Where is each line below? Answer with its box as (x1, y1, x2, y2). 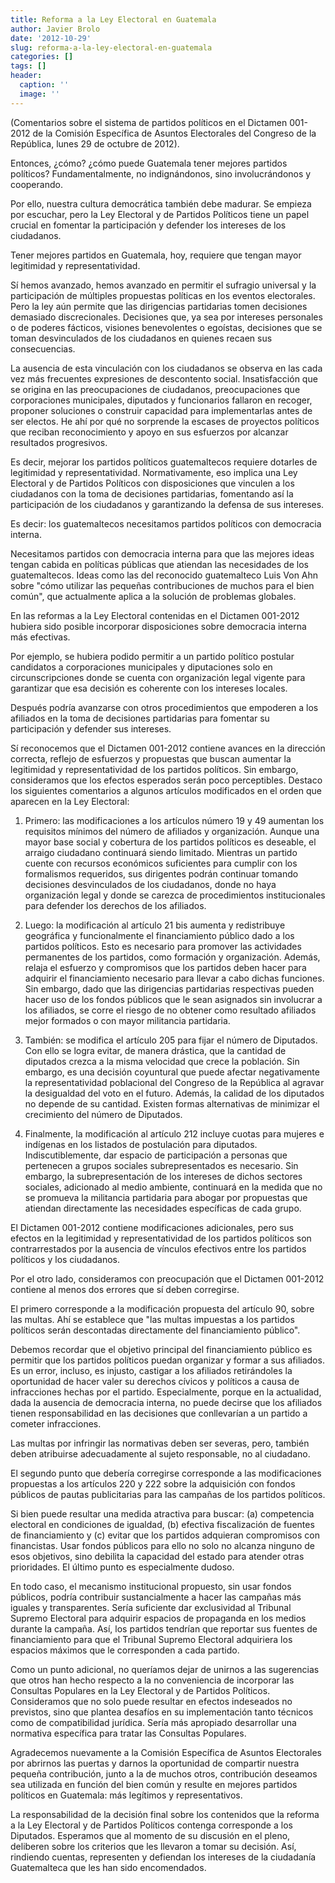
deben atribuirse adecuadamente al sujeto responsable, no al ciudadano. (10, 1447, 311, 1460)
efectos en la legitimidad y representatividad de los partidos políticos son (10, 1232, 312, 1244)
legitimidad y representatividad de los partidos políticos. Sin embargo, (10, 763, 299, 775)
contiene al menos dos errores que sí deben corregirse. (10, 1283, 240, 1295)
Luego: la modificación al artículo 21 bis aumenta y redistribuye (24, 919, 286, 931)
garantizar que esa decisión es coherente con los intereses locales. (10, 682, 288, 694)
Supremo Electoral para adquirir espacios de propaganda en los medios (10, 1612, 307, 1624)
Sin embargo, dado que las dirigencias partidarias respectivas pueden (24, 982, 315, 995)
